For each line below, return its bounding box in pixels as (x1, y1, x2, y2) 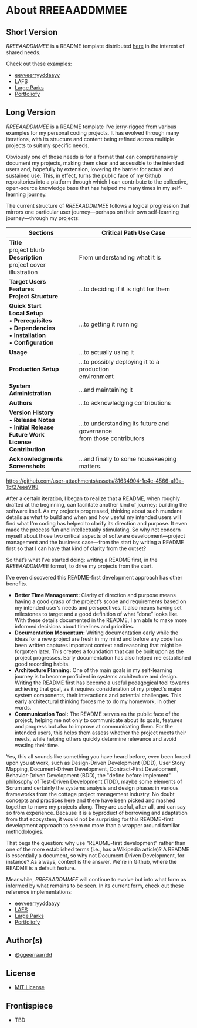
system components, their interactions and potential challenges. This (14, 691, 182, 698)
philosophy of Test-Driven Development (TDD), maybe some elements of (6, 778, 183, 785)
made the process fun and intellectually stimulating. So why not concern (6, 526, 181, 533)
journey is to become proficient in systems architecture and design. (14, 673, 178, 680)
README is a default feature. (6, 864, 76, 871)
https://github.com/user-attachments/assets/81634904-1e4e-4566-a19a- (6, 477, 184, 484)
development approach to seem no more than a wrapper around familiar (6, 821, 181, 829)
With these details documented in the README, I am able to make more (14, 616, 188, 624)
